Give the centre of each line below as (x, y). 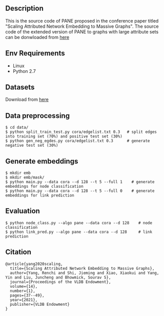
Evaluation (23, 211)
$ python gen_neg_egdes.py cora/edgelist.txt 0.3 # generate (78, 141)
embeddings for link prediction (40, 195)
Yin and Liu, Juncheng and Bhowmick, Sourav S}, (58, 277)
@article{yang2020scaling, (34, 264)
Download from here (27, 100)
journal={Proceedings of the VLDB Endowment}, (60, 282)
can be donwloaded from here (37, 37)
